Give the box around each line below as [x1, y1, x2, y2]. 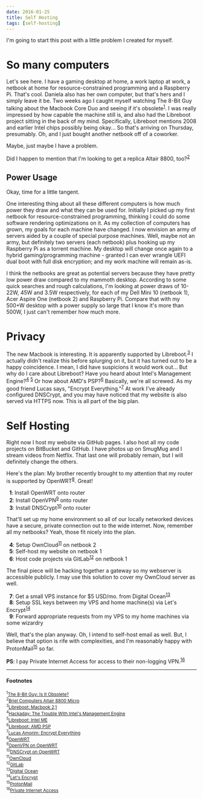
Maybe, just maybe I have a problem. [6, 142, 98, 149]
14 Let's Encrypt [6, 773, 38, 781]
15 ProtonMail [6, 780, 33, 787]
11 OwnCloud [6, 754, 31, 761]
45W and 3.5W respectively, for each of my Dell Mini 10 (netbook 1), [20, 289, 190, 297]
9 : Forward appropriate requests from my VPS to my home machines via [8, 613, 189, 620]
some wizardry [6, 619, 43, 626]
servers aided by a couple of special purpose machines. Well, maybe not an [6, 232, 195, 240]
